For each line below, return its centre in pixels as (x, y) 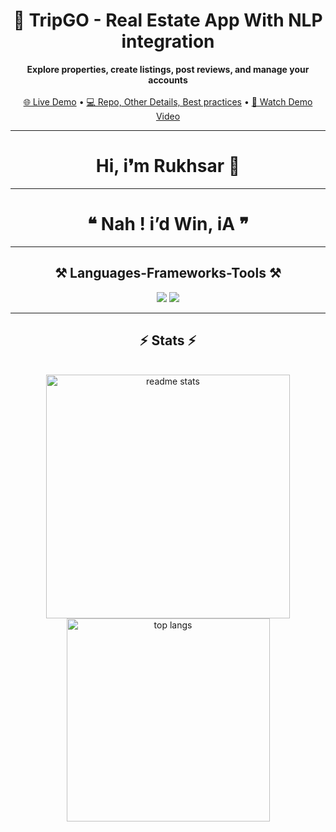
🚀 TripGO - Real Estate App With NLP (168, 20)
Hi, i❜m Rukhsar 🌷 (168, 166)
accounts (168, 80)
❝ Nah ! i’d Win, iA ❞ (168, 224)
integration (168, 41)
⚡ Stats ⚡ (168, 340)
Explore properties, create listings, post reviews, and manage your (168, 69)
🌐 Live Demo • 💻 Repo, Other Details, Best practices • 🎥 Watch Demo (168, 101)
